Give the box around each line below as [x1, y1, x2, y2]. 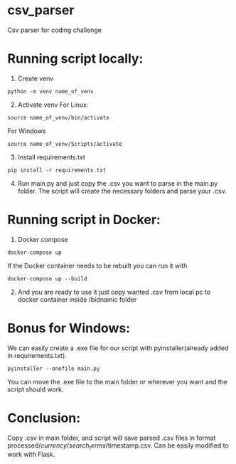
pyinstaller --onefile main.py [7, 365, 100, 372]
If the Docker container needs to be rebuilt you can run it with [7, 261, 188, 270]
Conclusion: [7, 410, 81, 426]
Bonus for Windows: [7, 320, 130, 336]
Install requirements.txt [17, 152, 85, 162]
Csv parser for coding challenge [7, 26, 102, 34]
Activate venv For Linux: [17, 100, 89, 109]
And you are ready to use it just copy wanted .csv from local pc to [17, 288, 211, 296]
